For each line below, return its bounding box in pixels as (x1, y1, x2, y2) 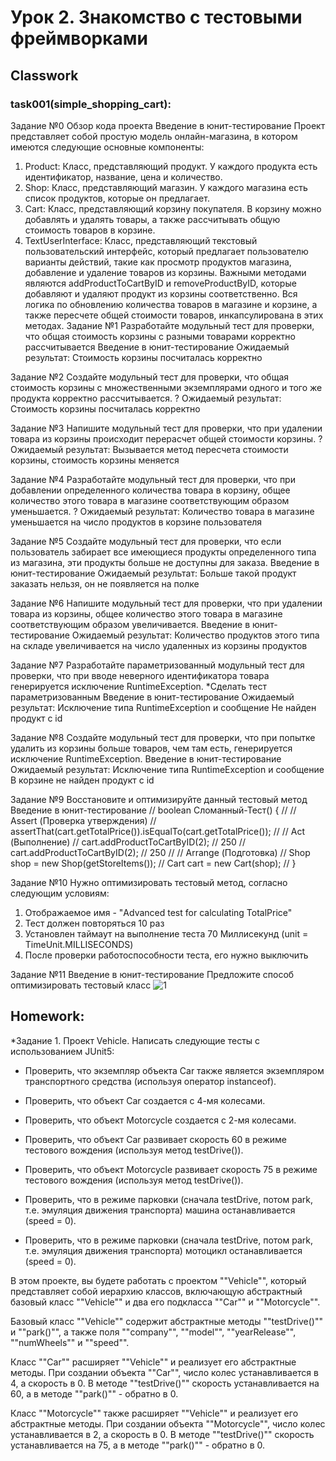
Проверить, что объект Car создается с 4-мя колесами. (24, 1094, 266, 1106)
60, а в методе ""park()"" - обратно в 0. (10, 1387, 179, 1400)
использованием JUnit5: (10, 1045, 115, 1057)
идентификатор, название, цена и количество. (24, 171, 223, 183)
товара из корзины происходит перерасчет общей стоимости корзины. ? (10, 432, 323, 445)
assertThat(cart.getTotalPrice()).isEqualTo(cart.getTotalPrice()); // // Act (10, 825, 306, 837)
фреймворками (10, 27, 148, 50)
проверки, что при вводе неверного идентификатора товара (10, 669, 270, 681)
